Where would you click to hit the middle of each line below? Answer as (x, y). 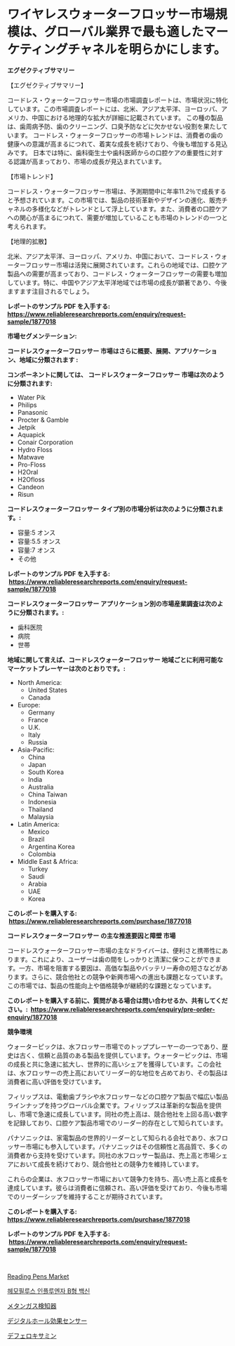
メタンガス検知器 (32, 1305)
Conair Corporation (45, 442)
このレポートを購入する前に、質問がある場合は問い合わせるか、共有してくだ (117, 1000)
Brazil (36, 839)
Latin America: (38, 824)
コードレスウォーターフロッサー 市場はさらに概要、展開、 (91, 351)
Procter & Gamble (43, 420)
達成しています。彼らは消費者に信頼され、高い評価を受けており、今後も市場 (117, 1187)
